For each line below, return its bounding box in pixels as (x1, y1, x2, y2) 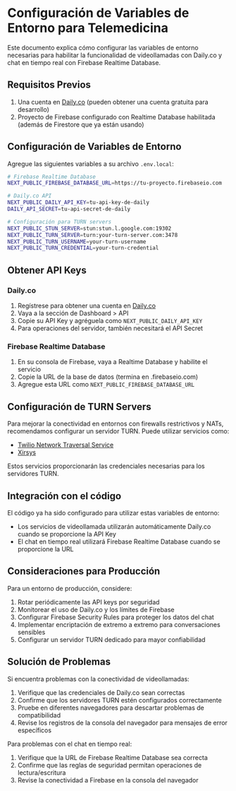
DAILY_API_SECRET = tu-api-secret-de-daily (7, 206, 131, 213)
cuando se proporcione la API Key (17, 529, 116, 538)
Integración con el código (7, 490, 122, 502)
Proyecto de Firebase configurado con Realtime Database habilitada (17, 112, 216, 121)
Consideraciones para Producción (7, 566, 161, 578)
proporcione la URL (17, 544, 74, 553)
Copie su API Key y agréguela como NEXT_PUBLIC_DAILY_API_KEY (17, 317, 203, 324)
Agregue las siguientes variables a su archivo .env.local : (7, 159, 174, 168)
